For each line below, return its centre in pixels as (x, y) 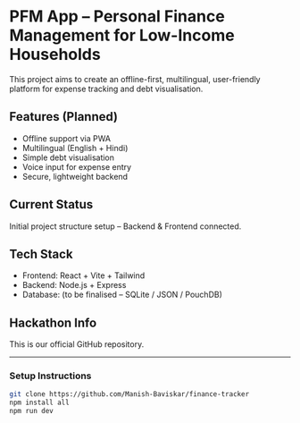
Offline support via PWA (67, 138)
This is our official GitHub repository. (77, 344)
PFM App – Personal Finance (117, 17)
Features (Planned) (64, 117)
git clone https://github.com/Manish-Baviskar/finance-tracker (129, 394)
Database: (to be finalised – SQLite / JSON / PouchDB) (122, 295)
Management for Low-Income (122, 35)
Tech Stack (41, 254)
